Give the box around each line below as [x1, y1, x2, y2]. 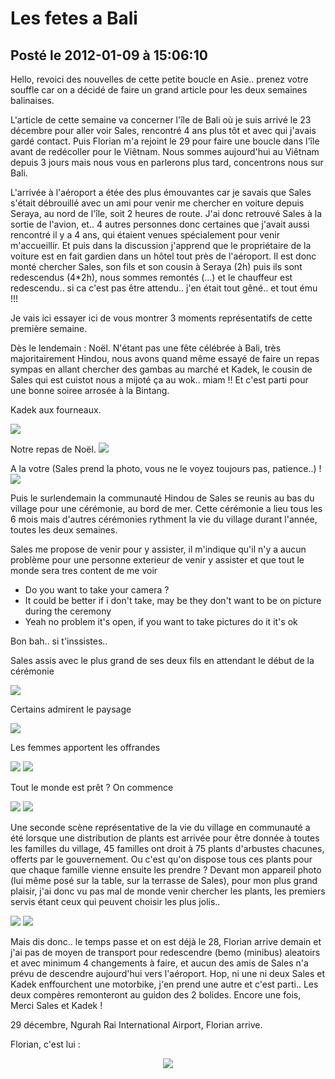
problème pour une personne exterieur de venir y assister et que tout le [10, 554, 305, 566]
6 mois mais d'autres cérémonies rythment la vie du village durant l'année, [10, 513, 318, 525]
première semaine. [10, 323, 88, 334]
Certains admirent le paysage [10, 703, 132, 715]
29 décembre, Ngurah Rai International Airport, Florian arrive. [10, 1019, 263, 1031]
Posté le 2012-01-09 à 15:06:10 [10, 47, 208, 64]
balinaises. [10, 95, 55, 106]
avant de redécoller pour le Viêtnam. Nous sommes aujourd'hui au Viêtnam [10, 146, 320, 157]
